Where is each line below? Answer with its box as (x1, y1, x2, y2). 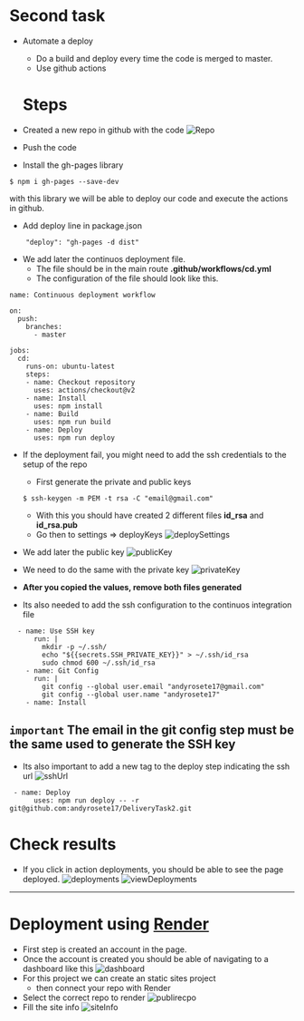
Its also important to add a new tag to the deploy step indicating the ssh (22, 761, 290, 772)
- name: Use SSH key (17, 627, 95, 636)
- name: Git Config (25, 666, 100, 676)
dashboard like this (22, 963, 94, 974)
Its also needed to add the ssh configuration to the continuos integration (22, 599, 292, 610)
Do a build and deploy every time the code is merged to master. (35, 53, 273, 63)
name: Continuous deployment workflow (9, 290, 156, 299)
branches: (25, 322, 63, 331)
